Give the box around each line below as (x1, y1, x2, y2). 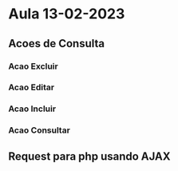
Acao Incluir (8, 103, 57, 114)
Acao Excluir (8, 61, 58, 72)
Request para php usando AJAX (8, 149, 171, 163)
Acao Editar (8, 82, 54, 93)
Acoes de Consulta (8, 37, 105, 50)
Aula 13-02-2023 (8, 5, 125, 23)
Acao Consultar (8, 125, 70, 136)
